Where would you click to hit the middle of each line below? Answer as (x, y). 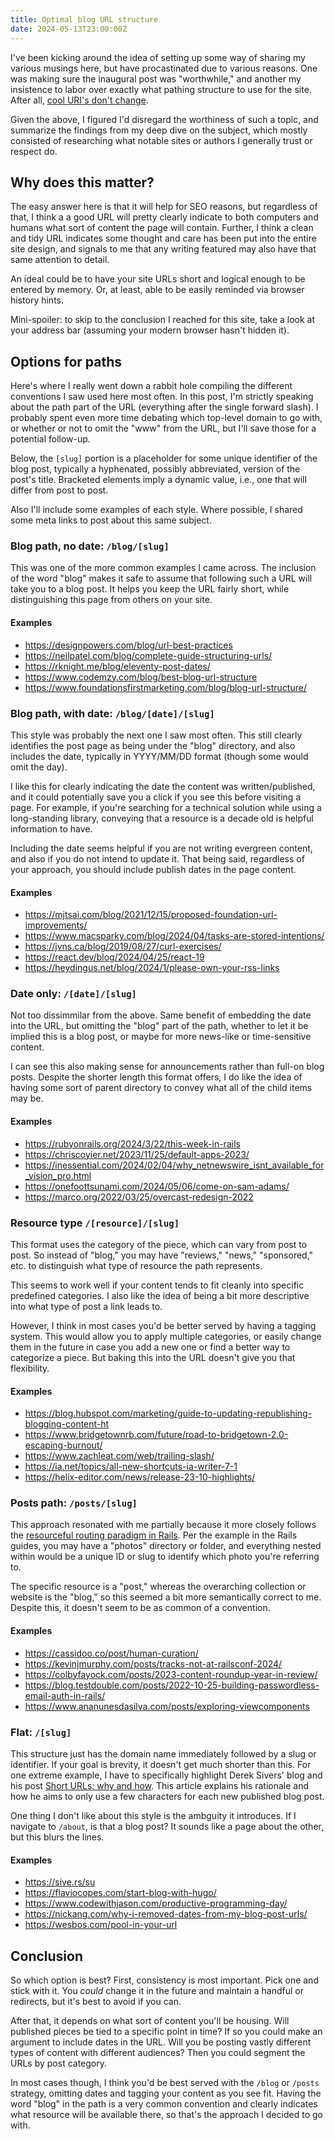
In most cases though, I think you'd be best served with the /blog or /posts (165, 2082)
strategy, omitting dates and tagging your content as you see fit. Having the (166, 2093)
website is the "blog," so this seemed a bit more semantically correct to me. (166, 1597)
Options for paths (66, 361)
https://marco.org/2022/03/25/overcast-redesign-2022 (139, 1197)
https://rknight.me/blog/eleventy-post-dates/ (117, 666)
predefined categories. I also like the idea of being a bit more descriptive (160, 1295)
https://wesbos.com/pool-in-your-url (101, 1925)
